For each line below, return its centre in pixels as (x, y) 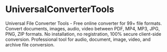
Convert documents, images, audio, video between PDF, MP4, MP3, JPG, (83, 28)
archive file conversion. (30, 44)
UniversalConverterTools (60, 9)
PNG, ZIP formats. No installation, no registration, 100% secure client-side (83, 34)
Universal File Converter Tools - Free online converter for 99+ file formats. (84, 23)
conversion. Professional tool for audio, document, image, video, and (78, 39)
